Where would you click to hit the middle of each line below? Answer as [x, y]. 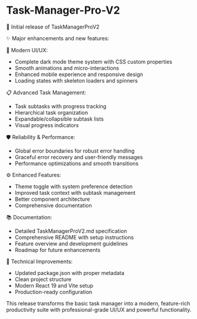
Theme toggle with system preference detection [74, 186]
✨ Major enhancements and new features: [58, 38]
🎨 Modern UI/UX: [27, 50]
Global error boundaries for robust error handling [74, 151]
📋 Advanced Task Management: [46, 92]
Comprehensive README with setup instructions [74, 237]
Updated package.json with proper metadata [69, 273]
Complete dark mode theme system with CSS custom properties [93, 61]
